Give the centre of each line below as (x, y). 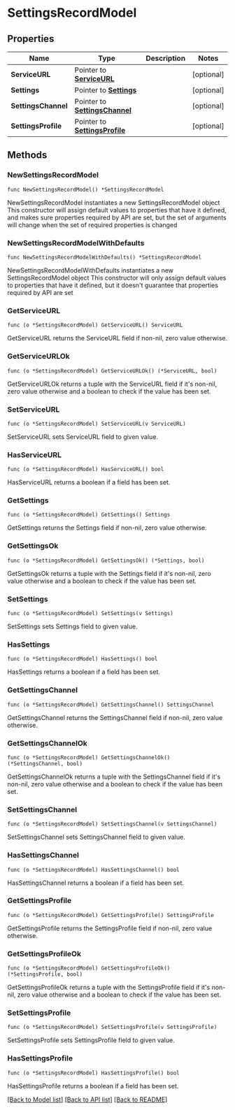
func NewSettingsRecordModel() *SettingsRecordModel (86, 189)
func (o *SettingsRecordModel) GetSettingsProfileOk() (89, 968)
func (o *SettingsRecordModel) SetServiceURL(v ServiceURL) (97, 424)
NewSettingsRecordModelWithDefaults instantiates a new (90, 270)
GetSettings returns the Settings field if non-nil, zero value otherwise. (107, 528)
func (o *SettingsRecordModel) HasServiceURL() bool (86, 470)
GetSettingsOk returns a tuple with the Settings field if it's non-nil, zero (109, 573)
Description (166, 58)
